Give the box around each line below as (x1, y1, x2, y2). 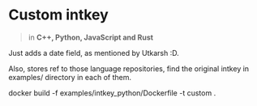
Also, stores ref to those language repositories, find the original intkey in (8, 63, 250, 74)
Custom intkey (8, 6, 109, 24)
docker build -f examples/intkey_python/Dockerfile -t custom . (8, 87, 216, 98)
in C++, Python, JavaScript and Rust (28, 32, 154, 42)
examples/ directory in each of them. (8, 72, 132, 82)
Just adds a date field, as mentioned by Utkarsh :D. (8, 48, 180, 57)
